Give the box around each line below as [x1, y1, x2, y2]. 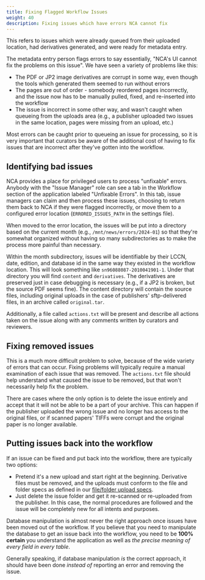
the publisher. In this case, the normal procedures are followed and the [15, 498, 193, 506]
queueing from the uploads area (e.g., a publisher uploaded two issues [15, 112, 193, 120]
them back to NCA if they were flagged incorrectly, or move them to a [6, 204, 181, 211]
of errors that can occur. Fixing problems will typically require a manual [6, 363, 185, 371]
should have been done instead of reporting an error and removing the [6, 561, 184, 568]
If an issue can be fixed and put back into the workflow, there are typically [6, 454, 192, 462]
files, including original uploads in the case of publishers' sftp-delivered [6, 292, 187, 299]
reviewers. [6, 323, 33, 331]
